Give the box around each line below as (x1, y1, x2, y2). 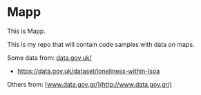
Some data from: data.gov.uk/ (7, 53, 92, 62)
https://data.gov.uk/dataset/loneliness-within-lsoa (17, 67, 160, 75)
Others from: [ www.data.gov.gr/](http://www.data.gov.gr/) (7, 80, 173, 88)
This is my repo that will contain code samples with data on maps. (7, 40, 195, 48)
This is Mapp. (7, 27, 46, 35)
